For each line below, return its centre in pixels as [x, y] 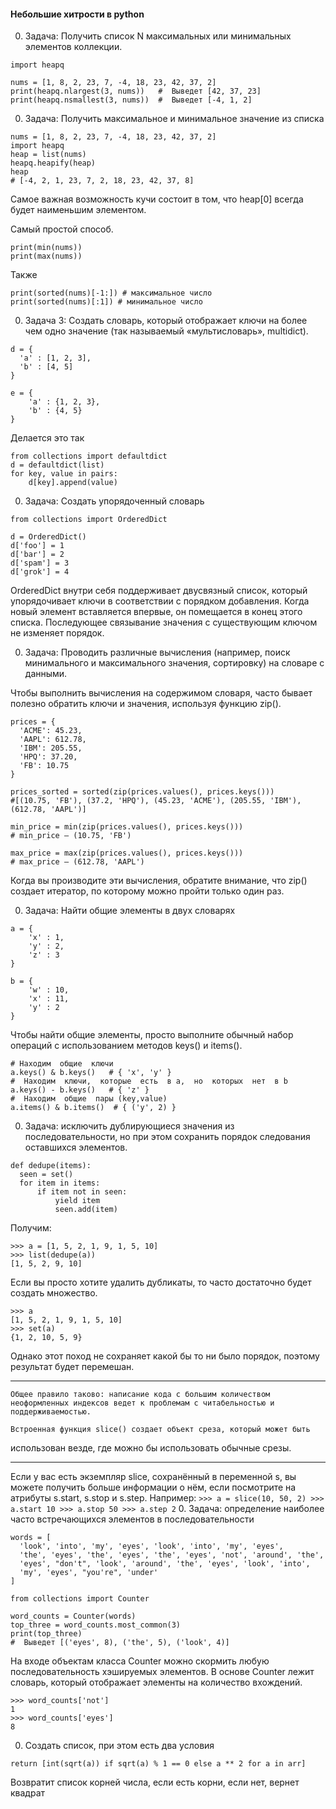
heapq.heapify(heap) [53, 163]
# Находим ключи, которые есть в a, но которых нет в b [149, 1081]
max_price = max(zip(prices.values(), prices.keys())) [127, 853]
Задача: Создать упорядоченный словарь [114, 501]
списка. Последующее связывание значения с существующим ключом [164, 622]
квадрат [28, 1793]
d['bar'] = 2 [37, 555]
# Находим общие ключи [62, 1064]
